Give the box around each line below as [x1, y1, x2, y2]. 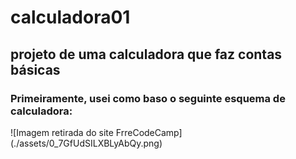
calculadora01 [10, 6, 131, 29]
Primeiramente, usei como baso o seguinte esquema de [10, 91, 286, 105]
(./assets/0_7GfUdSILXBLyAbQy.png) [10, 137, 163, 149]
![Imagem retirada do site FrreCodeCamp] [10, 126, 183, 138]
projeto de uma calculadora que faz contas [10, 46, 283, 63]
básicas [10, 61, 61, 78]
